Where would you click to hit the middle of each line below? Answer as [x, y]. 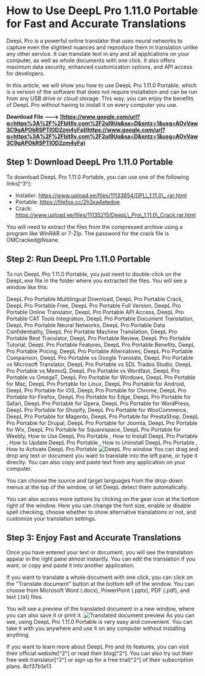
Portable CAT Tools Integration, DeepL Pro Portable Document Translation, [100, 318]
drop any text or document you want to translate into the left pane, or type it [102, 456]
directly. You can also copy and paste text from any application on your [96, 462]
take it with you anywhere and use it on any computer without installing [96, 628]
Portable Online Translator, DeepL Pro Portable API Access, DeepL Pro [95, 312]
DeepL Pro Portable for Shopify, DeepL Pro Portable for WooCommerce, [97, 410]
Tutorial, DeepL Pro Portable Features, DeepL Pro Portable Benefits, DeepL [101, 344]
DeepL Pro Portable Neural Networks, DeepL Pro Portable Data [86, 325]
